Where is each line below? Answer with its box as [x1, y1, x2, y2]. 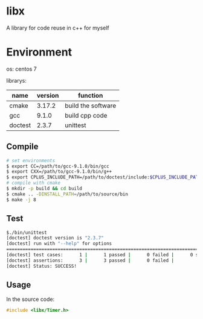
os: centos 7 [6, 65, 37, 72]
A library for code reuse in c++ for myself [6, 24, 110, 31]
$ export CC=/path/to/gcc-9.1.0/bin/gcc [6, 163, 110, 169]
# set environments [6, 157, 56, 163]
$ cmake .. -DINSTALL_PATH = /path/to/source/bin [6, 191, 129, 197]
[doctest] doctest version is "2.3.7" [6, 235, 104, 241]
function [77, 91, 103, 99]
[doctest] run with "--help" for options [6, 241, 112, 247]
